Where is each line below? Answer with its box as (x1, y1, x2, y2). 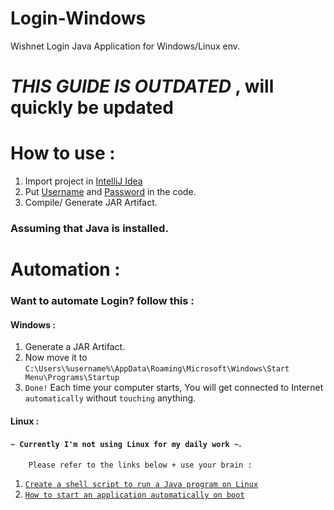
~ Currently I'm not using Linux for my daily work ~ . (10, 438, 242, 450)
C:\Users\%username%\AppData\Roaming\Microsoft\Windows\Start (24, 364, 290, 374)
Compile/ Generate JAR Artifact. (24, 197, 158, 209)
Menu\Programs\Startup (24, 373, 120, 383)
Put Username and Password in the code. (24, 186, 197, 198)
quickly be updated (10, 97, 175, 119)
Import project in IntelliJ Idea (24, 175, 143, 187)
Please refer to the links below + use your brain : (28, 460, 253, 471)
